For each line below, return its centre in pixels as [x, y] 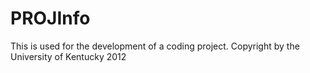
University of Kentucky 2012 [68, 56]
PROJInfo [50, 18]
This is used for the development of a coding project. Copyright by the [155, 46]
